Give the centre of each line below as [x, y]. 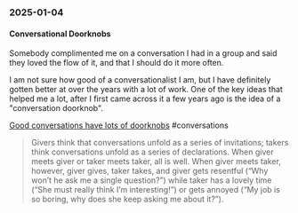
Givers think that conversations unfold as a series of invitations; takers [160, 143]
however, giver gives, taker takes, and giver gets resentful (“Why [149, 171]
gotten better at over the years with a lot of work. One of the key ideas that [146, 90]
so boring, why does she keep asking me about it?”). [127, 199]
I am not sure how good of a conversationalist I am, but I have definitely [140, 80]
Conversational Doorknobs [60, 34]
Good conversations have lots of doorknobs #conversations [119, 125]
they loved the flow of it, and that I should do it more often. [117, 63]
